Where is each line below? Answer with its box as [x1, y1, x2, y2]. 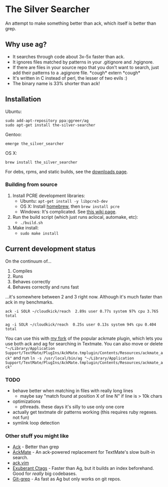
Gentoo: [5, 131, 22, 137]
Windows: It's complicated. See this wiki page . [20, 208, 117, 215]
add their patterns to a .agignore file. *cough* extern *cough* [12, 70, 141, 76]
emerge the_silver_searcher [5, 141, 64, 146]
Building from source [5, 181, 58, 188]
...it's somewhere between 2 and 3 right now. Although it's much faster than [5, 293, 162, 299]
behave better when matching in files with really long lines [12, 387, 133, 394]
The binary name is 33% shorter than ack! [12, 80, 100, 86]
